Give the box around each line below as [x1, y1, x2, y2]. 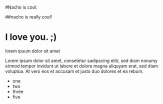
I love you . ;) [5, 31, 57, 43]
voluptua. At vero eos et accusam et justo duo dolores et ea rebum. [5, 68, 144, 74]
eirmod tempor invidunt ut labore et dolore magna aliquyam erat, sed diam [5, 62, 158, 69]
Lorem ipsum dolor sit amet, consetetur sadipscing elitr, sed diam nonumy [5, 57, 158, 63]
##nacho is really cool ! [5, 14, 52, 19]
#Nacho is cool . [5, 4, 37, 10]
